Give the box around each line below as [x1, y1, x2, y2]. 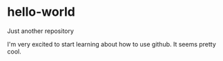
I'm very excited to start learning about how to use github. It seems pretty [7, 40, 216, 48]
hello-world [7, 4, 76, 20]
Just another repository [7, 27, 75, 35]
